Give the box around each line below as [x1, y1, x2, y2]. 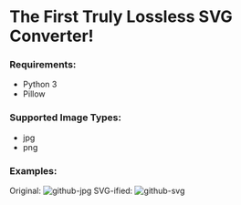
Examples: [9, 164, 58, 177]
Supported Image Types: [9, 111, 121, 124]
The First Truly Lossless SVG [9, 6, 233, 27]
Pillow [22, 88, 46, 99]
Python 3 [22, 79, 58, 90]
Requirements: [9, 58, 77, 71]
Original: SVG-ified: [9, 185, 133, 197]
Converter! [9, 26, 94, 46]
